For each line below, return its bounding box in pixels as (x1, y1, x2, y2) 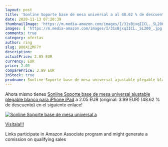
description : (5, 49, 32, 54)
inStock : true (5, 73, 35, 78)
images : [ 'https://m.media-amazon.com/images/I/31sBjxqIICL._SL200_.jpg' (5, 26, 164, 31)
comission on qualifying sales (5, 136, 66, 142)
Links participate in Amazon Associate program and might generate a (5, 131, 148, 137)
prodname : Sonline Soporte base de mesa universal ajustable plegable (5, 77, 155, 82)
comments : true (5, 31, 37, 36)
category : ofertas (5, 36, 43, 41)
